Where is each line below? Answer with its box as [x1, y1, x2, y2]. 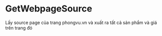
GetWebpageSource [5, 3, 92, 14]
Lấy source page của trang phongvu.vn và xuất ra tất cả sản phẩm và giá [5, 19, 157, 25]
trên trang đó [5, 24, 33, 30]
